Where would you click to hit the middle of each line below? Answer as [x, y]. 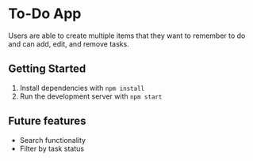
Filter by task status [52, 148]
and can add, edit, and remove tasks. [69, 43]
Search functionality [52, 140]
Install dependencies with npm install [82, 88]
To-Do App [45, 14]
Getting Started [47, 69]
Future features [47, 121]
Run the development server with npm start [91, 96]
